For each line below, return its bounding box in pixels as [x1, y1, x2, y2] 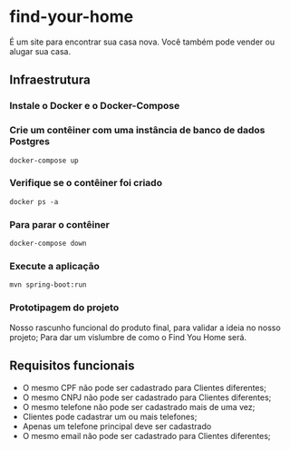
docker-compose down [9, 239, 88, 249]
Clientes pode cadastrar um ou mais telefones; [22, 411, 198, 422]
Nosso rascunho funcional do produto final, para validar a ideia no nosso [9, 322, 281, 333]
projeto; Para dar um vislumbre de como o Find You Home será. [9, 331, 247, 342]
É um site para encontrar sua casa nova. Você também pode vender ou [9, 36, 275, 47]
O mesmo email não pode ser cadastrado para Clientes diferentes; [22, 430, 271, 441]
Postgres [9, 135, 50, 148]
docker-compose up [9, 156, 79, 165]
